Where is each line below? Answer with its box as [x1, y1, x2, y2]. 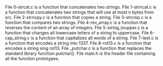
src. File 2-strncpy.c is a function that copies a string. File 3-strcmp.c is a [5, 15, 152, 20]
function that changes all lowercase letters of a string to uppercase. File [5, 30, 149, 35]
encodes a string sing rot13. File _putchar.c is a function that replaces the [5, 46, 152, 51]
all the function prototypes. [5, 56, 59, 61]
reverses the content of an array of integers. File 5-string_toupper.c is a [5, 25, 148, 31]
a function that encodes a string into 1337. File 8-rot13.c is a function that [5, 40, 151, 46]
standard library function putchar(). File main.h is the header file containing [5, 50, 156, 56]
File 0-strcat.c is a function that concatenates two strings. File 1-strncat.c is [5, 4, 157, 10]
